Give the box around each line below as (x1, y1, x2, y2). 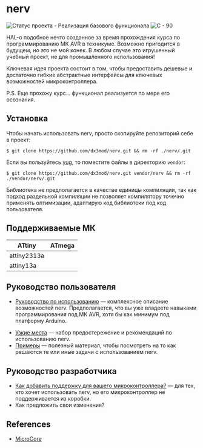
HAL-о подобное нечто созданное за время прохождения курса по (6, 33, 181, 41)
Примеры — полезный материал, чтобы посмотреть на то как (15, 342, 176, 349)
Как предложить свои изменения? (15, 401, 105, 409)
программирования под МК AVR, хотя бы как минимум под (15, 311, 170, 318)
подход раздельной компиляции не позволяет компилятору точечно (6, 192, 185, 200)
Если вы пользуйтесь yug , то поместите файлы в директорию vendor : (6, 158, 186, 166)
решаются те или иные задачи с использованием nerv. (15, 348, 158, 356)
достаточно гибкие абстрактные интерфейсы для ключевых (6, 71, 162, 78)
